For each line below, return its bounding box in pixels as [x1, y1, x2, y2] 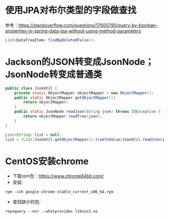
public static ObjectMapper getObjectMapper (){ [14, 95, 116, 100]
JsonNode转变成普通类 [5, 69, 102, 80]
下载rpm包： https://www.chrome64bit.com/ [12, 173, 104, 179]
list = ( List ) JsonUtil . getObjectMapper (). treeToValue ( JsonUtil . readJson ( [5, 137, 163, 142]
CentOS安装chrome [5, 156, 89, 167]
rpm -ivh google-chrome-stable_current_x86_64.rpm [5, 189, 114, 194]
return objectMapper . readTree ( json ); [23, 114, 102, 119]
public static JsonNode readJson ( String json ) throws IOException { [14, 109, 161, 114]
